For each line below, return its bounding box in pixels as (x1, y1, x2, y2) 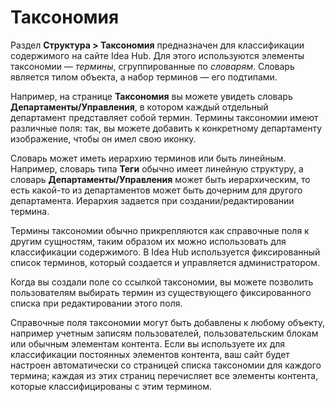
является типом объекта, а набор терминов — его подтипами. (10, 71, 278, 83)
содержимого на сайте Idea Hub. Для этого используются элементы (10, 49, 305, 61)
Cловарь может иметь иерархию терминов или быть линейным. (10, 152, 287, 164)
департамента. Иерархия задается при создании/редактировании (10, 194, 295, 206)
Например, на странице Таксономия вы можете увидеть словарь (10, 90, 293, 102)
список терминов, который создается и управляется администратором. (10, 256, 320, 268)
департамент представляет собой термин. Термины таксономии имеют (10, 111, 319, 123)
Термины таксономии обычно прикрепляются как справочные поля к (10, 224, 310, 236)
